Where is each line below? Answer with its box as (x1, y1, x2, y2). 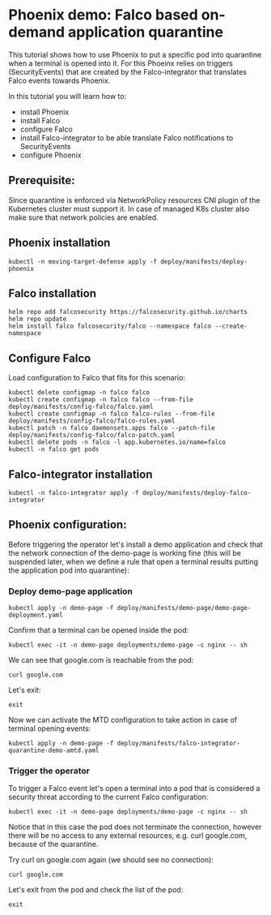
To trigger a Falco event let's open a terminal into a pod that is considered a (8, 784, 260, 793)
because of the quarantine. (8, 840, 99, 849)
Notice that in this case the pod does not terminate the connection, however (8, 822, 262, 832)
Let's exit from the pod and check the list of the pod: (8, 885, 184, 895)
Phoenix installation (8, 236, 111, 250)
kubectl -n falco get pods (8, 445, 100, 453)
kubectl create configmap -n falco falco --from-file (8, 396, 194, 404)
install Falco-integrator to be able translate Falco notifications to (19, 132, 234, 143)
